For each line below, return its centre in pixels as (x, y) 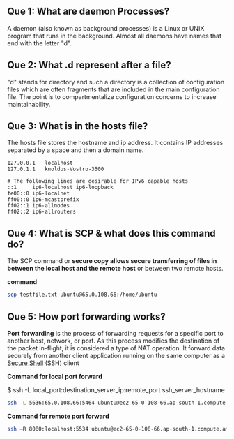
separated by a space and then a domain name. (76, 150)
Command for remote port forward (58, 416)
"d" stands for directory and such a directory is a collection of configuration (116, 82)
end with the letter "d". (39, 43)
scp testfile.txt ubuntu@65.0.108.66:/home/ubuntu (82, 295)
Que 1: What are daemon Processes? (88, 12)
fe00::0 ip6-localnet (39, 194)
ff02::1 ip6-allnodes (39, 206)
